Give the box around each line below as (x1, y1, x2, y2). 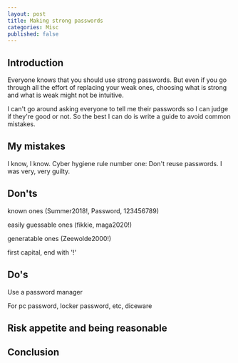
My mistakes (7, 140, 66, 153)
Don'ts (7, 188, 38, 200)
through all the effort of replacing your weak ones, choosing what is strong (7, 83, 227, 92)
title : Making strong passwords (7, 17, 103, 24)
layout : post (7, 10, 46, 18)
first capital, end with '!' (7, 247, 77, 257)
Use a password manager (7, 287, 83, 296)
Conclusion (7, 347, 60, 359)
